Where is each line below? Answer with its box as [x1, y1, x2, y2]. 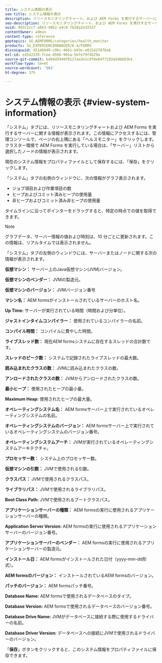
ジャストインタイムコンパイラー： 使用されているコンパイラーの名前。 [5, 318, 146, 323]
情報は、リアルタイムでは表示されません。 [9, 240, 94, 245]
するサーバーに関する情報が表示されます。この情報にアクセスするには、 [9, 130, 152, 136]
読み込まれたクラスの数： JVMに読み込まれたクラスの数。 [5, 365, 121, 371]
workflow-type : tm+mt [5, 61, 49, 66]
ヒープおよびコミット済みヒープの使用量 [12, 191, 93, 197]
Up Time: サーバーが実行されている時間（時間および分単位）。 [5, 307, 128, 313]
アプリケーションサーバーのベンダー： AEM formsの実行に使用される [5, 539, 142, 546]
